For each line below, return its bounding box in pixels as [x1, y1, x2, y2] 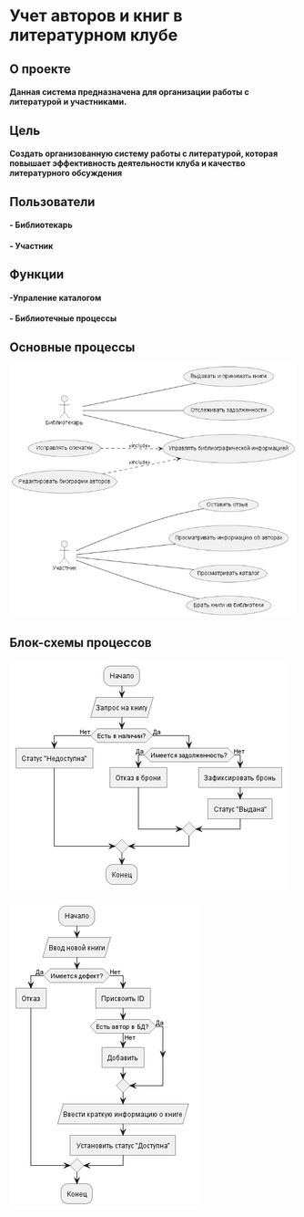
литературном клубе [9, 25, 178, 46]
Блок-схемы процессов [9, 635, 152, 650]
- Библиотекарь [9, 220, 73, 231]
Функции [9, 266, 65, 283]
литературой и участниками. [9, 97, 127, 108]
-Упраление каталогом [9, 292, 102, 303]
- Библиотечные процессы [9, 313, 117, 324]
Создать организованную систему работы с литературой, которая [9, 148, 279, 160]
